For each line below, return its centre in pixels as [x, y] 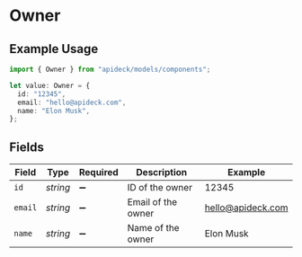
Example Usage [54, 49]
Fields [27, 147]
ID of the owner [160, 188]
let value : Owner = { [50, 85]
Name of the [153, 228]
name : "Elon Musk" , [54, 111]
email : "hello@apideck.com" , [72, 102]
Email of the [152, 202]
